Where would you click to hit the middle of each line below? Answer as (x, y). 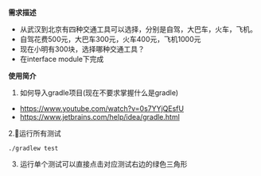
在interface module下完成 (62, 59)
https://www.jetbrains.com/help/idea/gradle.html (100, 117)
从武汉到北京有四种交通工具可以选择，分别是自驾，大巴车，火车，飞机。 (138, 29)
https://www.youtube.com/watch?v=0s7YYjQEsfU (102, 109)
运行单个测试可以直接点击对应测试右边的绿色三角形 (103, 164)
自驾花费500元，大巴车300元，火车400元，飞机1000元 (110, 39)
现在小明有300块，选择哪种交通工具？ (82, 49)
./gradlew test (33, 148)
